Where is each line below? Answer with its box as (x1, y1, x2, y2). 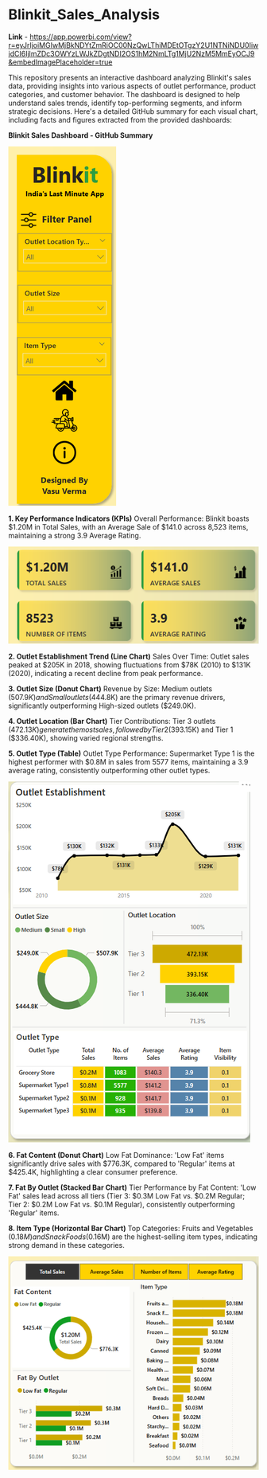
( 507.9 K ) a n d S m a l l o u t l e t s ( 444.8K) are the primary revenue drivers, (8, 693, 226, 702)
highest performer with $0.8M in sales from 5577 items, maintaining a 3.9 (8, 757, 249, 767)
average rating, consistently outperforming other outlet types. (8, 766, 211, 776)
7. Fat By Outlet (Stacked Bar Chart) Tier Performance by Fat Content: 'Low (8, 1183, 257, 1192)
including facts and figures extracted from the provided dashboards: (8, 115, 232, 124)
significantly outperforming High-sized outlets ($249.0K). (8, 701, 196, 710)
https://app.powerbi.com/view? (29, 32, 133, 41)
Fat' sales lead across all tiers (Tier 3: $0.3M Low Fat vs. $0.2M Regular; (8, 1191, 246, 1201)
